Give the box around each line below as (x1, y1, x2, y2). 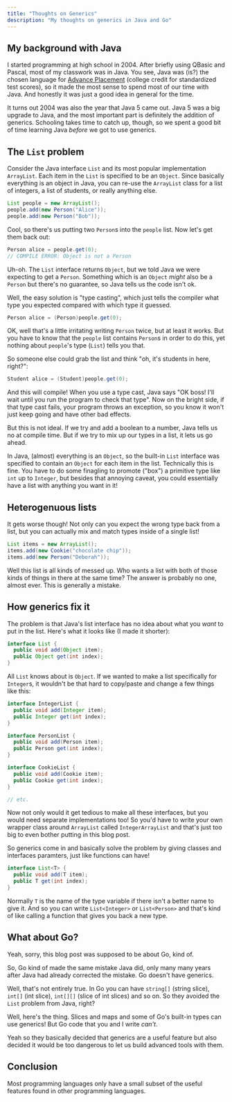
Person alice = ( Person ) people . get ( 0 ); (7, 314, 123, 321)
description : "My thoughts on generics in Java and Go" (7, 17, 172, 24)
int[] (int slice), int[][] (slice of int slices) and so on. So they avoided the (7, 992, 220, 1000)
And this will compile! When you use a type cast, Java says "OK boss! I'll (7, 388, 215, 396)
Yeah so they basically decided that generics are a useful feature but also (7, 1033, 217, 1042)
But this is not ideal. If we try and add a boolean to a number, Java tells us (7, 424, 218, 432)
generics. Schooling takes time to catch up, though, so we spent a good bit (7, 119, 222, 127)
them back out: (7, 232, 51, 241)
